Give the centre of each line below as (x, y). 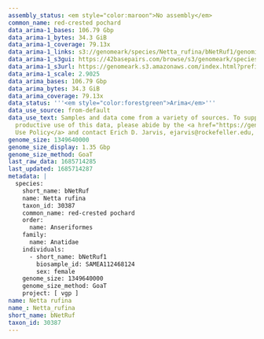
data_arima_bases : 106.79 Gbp (58, 81)
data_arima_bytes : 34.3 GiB (54, 88)
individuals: (44, 249)
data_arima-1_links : (42, 52)
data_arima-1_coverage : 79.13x (59, 45)
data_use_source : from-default (59, 111)
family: (35, 235)
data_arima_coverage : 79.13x (56, 96)
